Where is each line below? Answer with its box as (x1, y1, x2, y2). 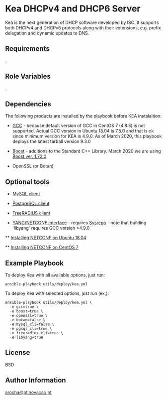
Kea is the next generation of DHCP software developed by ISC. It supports (5, 19, 159, 25)
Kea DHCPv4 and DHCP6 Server (5, 3, 141, 14)
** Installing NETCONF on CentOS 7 (5, 245, 79, 251)
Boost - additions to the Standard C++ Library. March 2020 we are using (12, 148, 161, 154)
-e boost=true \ (9, 309, 43, 314)
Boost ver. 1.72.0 (12, 153, 47, 159)
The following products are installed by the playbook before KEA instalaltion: (5, 113, 162, 119)
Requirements (5, 44, 50, 53)
